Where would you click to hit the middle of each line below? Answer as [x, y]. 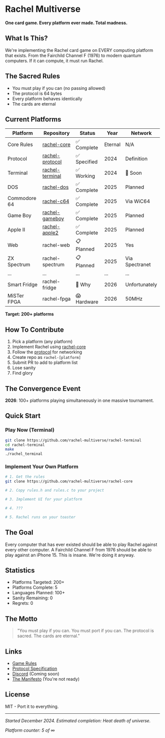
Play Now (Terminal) [30, 430]
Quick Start [23, 416]
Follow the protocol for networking [47, 352]
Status [88, 133]
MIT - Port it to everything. [32, 706]
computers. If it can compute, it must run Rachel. [55, 61]
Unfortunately [141, 285]
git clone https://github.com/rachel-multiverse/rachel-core [69, 482]
